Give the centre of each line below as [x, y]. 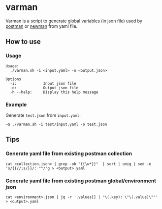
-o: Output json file [44, 88]
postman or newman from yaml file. [42, 26]
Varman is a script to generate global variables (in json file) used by [74, 21]
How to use [23, 42]
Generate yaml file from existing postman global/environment [81, 181]
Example [16, 104]
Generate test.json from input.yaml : [43, 115]
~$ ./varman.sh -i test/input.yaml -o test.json [56, 124]
